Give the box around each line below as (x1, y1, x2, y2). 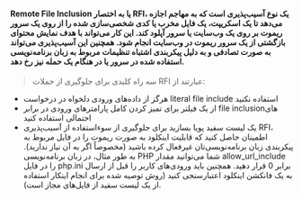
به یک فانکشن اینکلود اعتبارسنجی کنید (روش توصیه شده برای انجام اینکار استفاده (22, 170, 293, 181)
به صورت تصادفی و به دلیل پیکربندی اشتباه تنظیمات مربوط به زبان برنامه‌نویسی (10, 46, 271, 57)
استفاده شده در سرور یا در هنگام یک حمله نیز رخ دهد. (10, 56, 185, 67)
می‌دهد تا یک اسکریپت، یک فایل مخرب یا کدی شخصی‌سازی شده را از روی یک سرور (10, 17, 283, 28)
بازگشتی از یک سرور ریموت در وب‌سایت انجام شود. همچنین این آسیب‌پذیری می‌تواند (10, 37, 286, 48)
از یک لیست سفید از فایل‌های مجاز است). (22, 179, 162, 190)
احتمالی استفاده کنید (22, 113, 92, 123)
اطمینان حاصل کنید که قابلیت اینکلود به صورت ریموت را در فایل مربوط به (22, 131, 268, 142)
